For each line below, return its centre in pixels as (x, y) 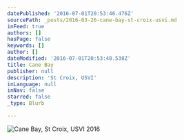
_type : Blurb (26, 103)
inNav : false (26, 90)
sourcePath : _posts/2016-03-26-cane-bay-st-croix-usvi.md (92, 20)
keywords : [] (26, 46)
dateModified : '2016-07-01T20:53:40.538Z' (69, 59)
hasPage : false (29, 39)
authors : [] (24, 33)
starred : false (29, 97)
